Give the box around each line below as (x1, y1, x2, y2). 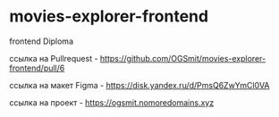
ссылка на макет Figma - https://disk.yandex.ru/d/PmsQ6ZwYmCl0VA (9, 79, 270, 90)
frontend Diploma (9, 36, 74, 46)
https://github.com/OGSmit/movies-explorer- (99, 53, 266, 63)
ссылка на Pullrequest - (9, 53, 98, 63)
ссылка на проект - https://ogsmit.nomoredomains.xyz (9, 96, 215, 108)
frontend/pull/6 (9, 63, 65, 73)
